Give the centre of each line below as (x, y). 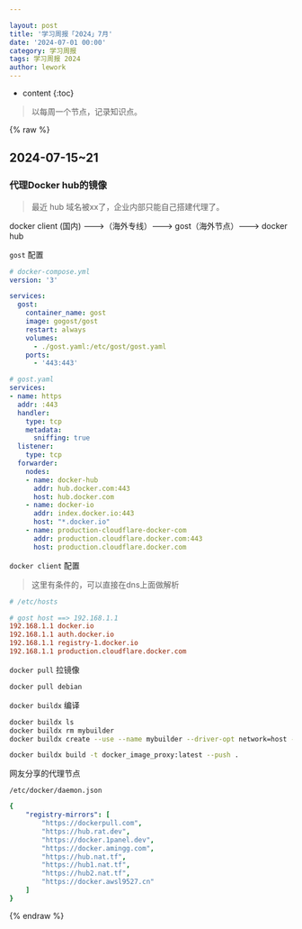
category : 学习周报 (43, 50)
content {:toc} (48, 93)
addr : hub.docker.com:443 (81, 488)
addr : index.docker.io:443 (84, 514)
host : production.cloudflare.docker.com (110, 547)
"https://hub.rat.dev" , (86, 831)
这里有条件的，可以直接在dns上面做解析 (105, 584)
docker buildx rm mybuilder (62, 731)
